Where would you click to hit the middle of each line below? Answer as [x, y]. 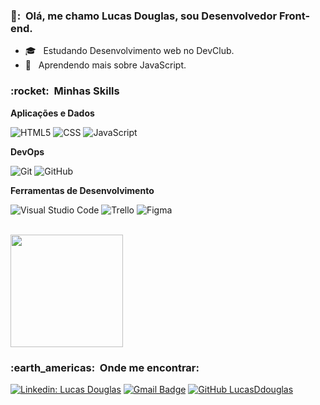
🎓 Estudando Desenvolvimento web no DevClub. [129, 51]
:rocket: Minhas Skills [65, 91]
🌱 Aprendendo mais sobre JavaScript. [105, 65]
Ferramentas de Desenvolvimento [82, 190]
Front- [294, 16]
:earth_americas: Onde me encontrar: [105, 367]
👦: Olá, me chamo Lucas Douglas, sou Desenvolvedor [144, 16]
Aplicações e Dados [52, 113]
